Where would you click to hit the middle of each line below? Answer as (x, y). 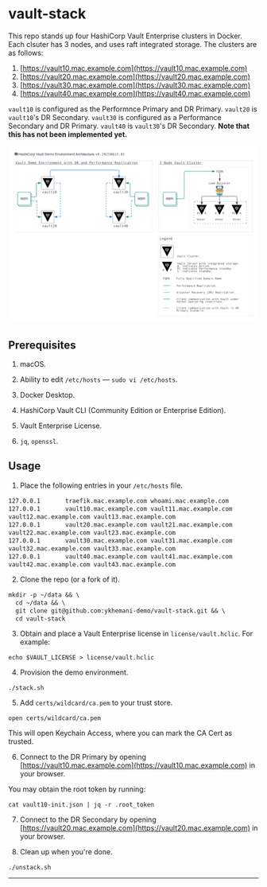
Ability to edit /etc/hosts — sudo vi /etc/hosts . (99, 379)
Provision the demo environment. (74, 672)
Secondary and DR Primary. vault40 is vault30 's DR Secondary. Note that (129, 126)
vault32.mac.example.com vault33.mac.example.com (92, 549)
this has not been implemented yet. (68, 134)
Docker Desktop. (47, 395)
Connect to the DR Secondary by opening (88, 819)
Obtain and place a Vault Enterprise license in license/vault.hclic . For (136, 633)
